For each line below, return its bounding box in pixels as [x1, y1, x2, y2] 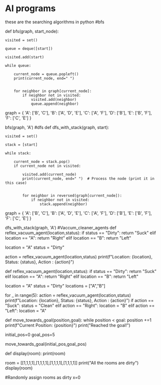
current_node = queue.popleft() [14, 71, 79, 77]
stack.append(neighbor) [39, 202, 88, 207]
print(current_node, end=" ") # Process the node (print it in [22, 176, 155, 181]
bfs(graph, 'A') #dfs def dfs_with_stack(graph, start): [5, 124, 110, 130]
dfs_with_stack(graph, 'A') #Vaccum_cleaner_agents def [5, 225, 117, 230]
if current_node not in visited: [14, 163, 81, 168]
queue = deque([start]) [5, 46, 53, 51]
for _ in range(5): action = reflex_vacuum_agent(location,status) [5, 292, 132, 298]
